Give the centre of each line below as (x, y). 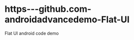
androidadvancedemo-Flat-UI (67, 20)
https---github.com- (48, 9)
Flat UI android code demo (32, 33)
